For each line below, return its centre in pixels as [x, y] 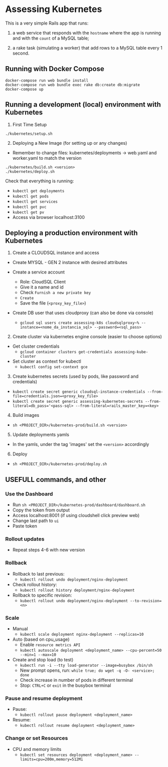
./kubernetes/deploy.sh [30, 171]
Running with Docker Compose [55, 69]
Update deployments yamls [41, 435]
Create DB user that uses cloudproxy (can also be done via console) [83, 313]
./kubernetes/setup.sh [29, 134]
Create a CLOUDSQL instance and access [56, 253]
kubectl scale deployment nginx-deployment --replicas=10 [82, 634]
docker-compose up [24, 89]
